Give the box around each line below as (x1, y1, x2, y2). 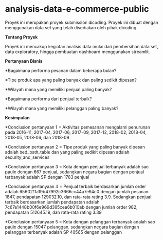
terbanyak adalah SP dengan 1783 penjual (5, 174, 89, 180)
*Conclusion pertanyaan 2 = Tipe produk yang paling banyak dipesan (5, 144, 145, 149)
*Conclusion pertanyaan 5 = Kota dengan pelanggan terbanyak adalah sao (5, 219, 156, 224)
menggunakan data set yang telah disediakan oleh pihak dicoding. (5, 24, 138, 30)
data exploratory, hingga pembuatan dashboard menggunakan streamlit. (5, 49, 150, 55)
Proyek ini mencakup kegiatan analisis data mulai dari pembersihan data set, (5, 43, 158, 49)
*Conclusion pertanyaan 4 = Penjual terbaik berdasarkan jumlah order (5, 184, 146, 189)
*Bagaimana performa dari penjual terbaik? (5, 96, 92, 102)
